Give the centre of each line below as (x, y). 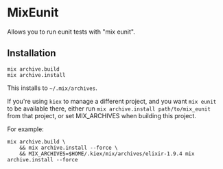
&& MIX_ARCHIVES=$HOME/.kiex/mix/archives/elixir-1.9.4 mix (107, 154)
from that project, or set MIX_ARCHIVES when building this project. (102, 115)
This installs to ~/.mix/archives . (52, 88)
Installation (32, 53)
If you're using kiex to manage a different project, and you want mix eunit (112, 101)
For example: (26, 129)
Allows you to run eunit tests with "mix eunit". (71, 32)
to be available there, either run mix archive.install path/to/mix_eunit (109, 109)
